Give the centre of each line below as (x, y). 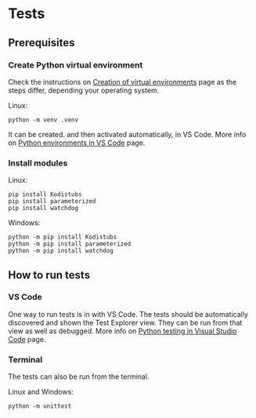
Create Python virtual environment (76, 65)
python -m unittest (40, 406)
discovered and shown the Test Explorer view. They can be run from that (125, 322)
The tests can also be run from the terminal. (79, 376)
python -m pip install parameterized (70, 244)
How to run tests (49, 275)
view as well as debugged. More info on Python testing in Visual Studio (123, 331)
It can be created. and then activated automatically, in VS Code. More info (127, 134)
